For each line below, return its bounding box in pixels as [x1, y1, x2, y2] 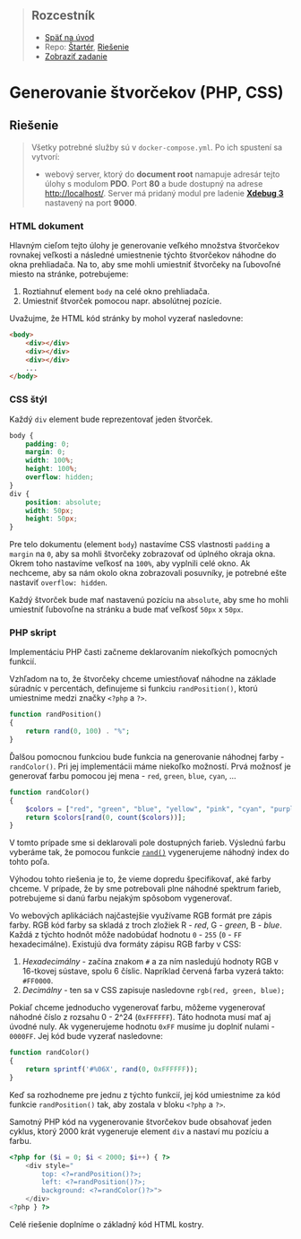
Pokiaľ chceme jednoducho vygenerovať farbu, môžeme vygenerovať [9, 1002, 266, 1013]
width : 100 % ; [25, 456, 74, 466]
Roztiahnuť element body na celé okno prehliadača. [21, 286, 211, 297]
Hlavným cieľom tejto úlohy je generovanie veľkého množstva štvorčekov [9, 240, 280, 251]
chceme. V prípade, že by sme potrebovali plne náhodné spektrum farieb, [9, 884, 281, 894]
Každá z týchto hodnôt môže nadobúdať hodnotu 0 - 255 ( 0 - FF [9, 929, 242, 940]
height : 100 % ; [25, 465, 78, 474]
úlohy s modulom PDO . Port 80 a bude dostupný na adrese [44, 178, 263, 188]
